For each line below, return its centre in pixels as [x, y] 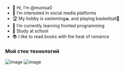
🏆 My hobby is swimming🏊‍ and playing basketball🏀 [66, 18]
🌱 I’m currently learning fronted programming [58, 26]
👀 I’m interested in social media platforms [54, 13]
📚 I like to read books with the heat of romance [61, 36]
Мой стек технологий [32, 51]
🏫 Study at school [30, 31]
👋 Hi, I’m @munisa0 [32, 8]
